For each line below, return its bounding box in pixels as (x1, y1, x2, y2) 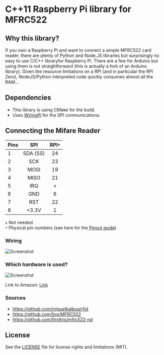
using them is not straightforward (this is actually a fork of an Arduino (5, 63, 147, 69)
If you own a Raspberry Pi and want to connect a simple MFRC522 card (5, 47, 152, 53)
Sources (5, 295, 26, 302)
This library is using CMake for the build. (12, 106, 95, 113)
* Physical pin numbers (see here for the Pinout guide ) (5, 225, 117, 231)
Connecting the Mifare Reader (5, 126, 101, 135)
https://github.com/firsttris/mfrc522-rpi (12, 316, 93, 323)
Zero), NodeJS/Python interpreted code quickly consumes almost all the (5, 74, 153, 79)
